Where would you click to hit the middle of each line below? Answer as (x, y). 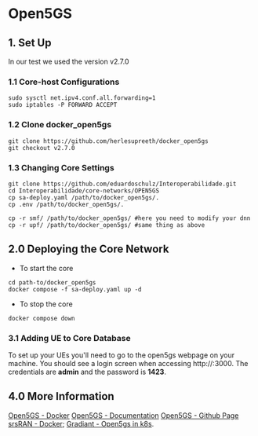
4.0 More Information (62, 396)
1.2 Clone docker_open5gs (60, 125)
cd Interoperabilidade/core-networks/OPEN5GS (84, 191)
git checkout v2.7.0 (42, 148)
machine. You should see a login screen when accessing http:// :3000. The (128, 363)
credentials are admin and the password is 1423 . (87, 372)
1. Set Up (30, 43)
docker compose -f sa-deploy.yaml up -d (75, 289)
